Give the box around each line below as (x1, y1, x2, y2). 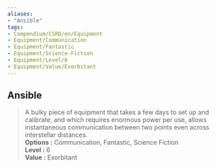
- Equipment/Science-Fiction (7, 50, 93, 57)
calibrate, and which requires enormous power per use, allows (24, 116, 208, 124)
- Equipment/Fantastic (7, 43, 74, 50)
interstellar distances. (24, 130, 88, 139)
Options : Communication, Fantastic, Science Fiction (24, 138, 179, 147)
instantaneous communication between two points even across (24, 123, 210, 132)
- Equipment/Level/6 (7, 57, 69, 64)
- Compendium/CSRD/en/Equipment (7, 30, 103, 38)
